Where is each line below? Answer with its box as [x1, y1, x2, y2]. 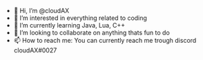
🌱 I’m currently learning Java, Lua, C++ [13, 21, 126, 29]
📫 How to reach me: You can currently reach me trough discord [13, 37, 197, 44]
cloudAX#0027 [13, 46, 57, 54]
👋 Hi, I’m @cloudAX [13, 7, 70, 14]
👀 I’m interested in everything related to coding [13, 14, 147, 22]
